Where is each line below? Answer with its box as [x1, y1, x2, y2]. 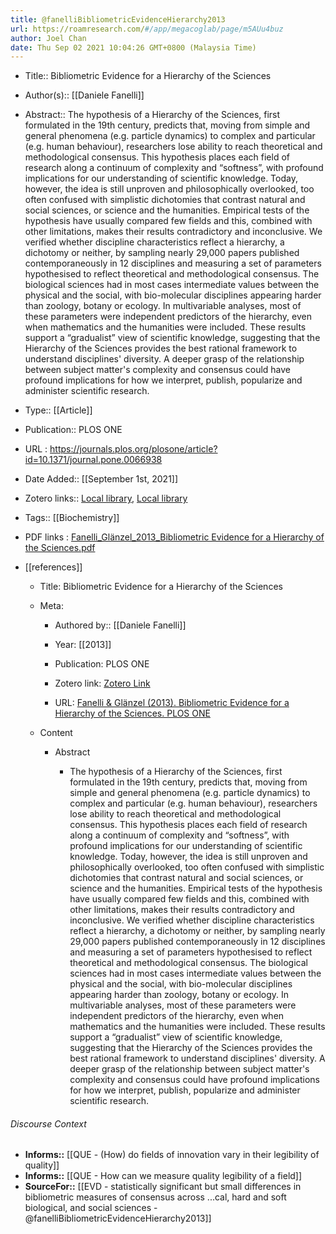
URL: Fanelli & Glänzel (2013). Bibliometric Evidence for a [54, 697, 290, 709]
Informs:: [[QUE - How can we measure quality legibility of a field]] [24, 1170, 303, 1182]
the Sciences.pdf [24, 542, 96, 554]
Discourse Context [10, 1117, 87, 1130]
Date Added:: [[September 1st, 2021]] [24, 473, 179, 485]
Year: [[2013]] [54, 639, 112, 651]
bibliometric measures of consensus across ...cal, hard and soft [24, 1191, 287, 1203]
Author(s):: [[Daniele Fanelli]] [24, 89, 145, 101]
